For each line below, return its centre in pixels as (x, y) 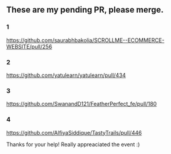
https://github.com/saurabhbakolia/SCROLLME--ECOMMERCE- (85, 40)
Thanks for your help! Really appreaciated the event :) (73, 144)
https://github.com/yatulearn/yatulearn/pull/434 (66, 75)
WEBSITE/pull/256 (29, 46)
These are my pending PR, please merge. (85, 10)
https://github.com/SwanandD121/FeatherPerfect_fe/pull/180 (82, 104)
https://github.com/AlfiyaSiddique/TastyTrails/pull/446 (74, 132)
